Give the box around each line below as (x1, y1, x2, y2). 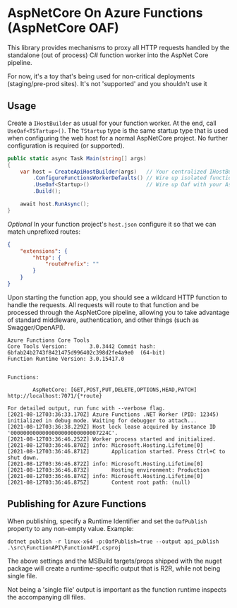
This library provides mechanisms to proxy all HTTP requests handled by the (7, 43, 230, 52)
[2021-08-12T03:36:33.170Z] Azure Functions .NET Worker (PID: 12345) (7, 411, 219, 418)
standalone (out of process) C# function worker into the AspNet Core (7, 51, 209, 59)
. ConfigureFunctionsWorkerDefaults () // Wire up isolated (32, 174, 207, 181)
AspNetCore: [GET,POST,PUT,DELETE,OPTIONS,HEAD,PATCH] (32, 386, 197, 393)
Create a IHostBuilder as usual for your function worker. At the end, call (7, 119, 217, 127)
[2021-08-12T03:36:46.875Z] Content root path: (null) (7, 479, 191, 486)
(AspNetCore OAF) (7, 20, 119, 36)
